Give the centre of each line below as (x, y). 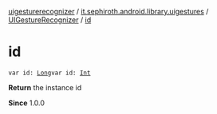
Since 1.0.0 (27, 103)
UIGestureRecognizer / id (50, 20)
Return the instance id (45, 87)
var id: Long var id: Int (49, 73)
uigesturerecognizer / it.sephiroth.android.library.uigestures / (108, 11)
